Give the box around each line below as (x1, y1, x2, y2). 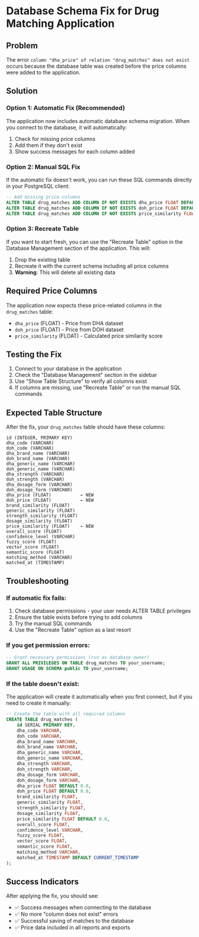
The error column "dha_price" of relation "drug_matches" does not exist (6, 56, 190, 63)
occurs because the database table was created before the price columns (6, 62, 187, 70)
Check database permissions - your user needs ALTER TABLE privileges (14, 607, 191, 614)
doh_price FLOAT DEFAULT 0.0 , (17, 788, 92, 794)
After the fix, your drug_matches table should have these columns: (6, 423, 166, 430)
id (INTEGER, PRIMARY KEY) (6, 435, 73, 441)
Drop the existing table (14, 256, 70, 263)
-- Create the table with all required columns (6, 711, 126, 717)
